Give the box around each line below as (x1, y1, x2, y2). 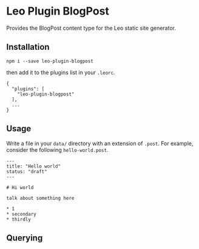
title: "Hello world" (6, 163, 61, 169)
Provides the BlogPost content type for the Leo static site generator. (6, 24, 176, 32)
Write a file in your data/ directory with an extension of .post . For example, (6, 140, 194, 147)
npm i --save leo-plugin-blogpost (6, 58, 94, 64)
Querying (6, 233, 43, 243)
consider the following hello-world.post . (6, 146, 109, 153)
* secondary (6, 211, 36, 217)
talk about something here (6, 195, 75, 201)
